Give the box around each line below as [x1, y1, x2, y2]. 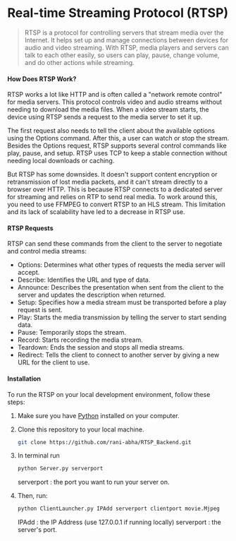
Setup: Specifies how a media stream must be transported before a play [17, 298, 227, 307]
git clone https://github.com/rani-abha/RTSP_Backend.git [17, 439, 192, 446]
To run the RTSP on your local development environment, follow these [7, 390, 211, 398]
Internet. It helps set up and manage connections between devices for [24, 35, 229, 44]
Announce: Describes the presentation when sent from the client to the [17, 283, 224, 292]
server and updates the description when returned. [17, 291, 166, 299]
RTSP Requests [7, 224, 54, 232]
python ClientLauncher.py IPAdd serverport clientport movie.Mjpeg [17, 505, 220, 513]
